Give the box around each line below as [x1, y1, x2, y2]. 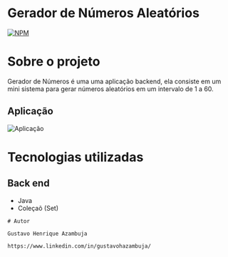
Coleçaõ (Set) [17, 204, 59, 212]
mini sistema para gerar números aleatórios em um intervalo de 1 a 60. [7, 84, 214, 93]
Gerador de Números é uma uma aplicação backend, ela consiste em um [7, 77, 222, 85]
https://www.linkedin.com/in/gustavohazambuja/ [7, 242, 152, 250]
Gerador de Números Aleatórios [7, 5, 199, 21]
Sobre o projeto [7, 53, 100, 70]
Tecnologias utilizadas [7, 149, 144, 165]
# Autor [7, 217, 31, 225]
